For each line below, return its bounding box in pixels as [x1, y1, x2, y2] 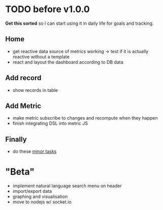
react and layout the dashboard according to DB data [12, 59, 124, 65]
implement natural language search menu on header [12, 183, 122, 189]
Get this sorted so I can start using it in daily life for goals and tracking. [5, 20, 154, 26]
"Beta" [5, 166, 35, 178]
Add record [5, 74, 42, 82]
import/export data [12, 188, 52, 194]
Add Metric [5, 101, 42, 110]
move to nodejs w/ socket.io [12, 199, 72, 205]
